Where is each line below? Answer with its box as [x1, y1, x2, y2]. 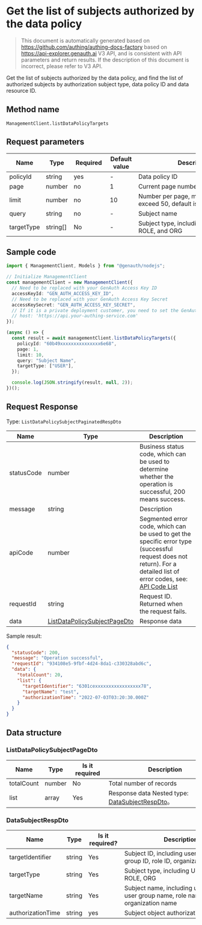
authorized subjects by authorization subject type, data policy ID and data [6, 80, 189, 88]
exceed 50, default [138, 199, 192, 208]
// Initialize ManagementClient [6, 274, 87, 280]
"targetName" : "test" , [22, 688, 79, 695]
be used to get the [139, 529, 191, 538]
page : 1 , [17, 346, 39, 352]
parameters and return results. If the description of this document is [20, 56, 189, 63]
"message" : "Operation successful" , [11, 655, 103, 661]
